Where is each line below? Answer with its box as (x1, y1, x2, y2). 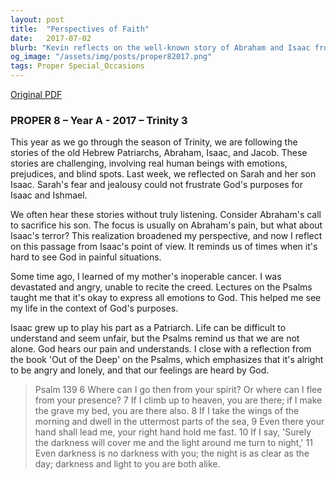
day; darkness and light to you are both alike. (34, 458, 221, 470)
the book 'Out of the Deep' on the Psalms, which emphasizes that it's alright (10, 354, 324, 366)
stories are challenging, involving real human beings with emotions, (10, 157, 288, 170)
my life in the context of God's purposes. (10, 302, 179, 315)
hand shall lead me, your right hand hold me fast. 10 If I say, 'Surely (34, 426, 312, 438)
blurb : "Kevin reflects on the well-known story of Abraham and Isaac (10, 42, 311, 53)
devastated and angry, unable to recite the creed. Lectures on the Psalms (10, 281, 313, 293)
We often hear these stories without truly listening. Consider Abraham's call (10, 209, 322, 221)
